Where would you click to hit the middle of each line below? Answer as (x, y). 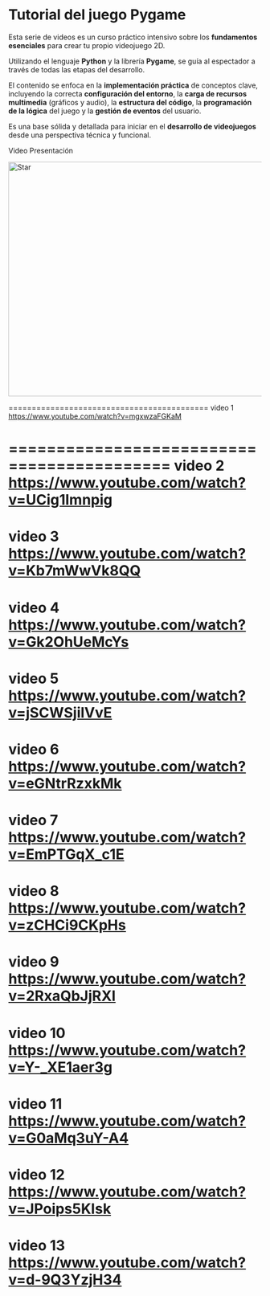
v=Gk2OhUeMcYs (69, 642)
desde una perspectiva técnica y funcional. (80, 135)
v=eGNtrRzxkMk (65, 783)
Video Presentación (41, 150)
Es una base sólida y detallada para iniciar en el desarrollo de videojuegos (133, 126)
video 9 (34, 962)
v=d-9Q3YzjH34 (65, 1280)
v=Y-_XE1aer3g (60, 1067)
